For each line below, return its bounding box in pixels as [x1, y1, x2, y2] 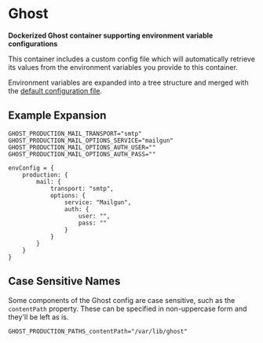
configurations [8, 38, 58, 48]
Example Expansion [8, 109, 107, 122]
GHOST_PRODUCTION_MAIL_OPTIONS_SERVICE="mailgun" [8, 137, 174, 144]
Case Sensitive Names [8, 275, 121, 288]
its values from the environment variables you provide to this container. [8, 62, 238, 71]
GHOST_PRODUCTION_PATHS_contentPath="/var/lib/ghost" [8, 327, 188, 335]
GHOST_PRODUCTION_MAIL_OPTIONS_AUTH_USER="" [8, 143, 156, 151]
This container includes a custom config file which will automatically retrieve [8, 54, 255, 64]
